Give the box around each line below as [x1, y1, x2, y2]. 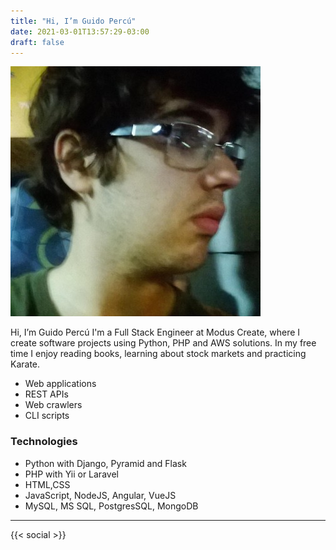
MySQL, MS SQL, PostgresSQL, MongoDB [24, 500, 199, 512]
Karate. [10, 358, 41, 370]
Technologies [10, 435, 78, 449]
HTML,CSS [24, 478, 71, 490]
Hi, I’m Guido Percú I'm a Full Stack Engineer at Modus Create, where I [10, 326, 301, 339]
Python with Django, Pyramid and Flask [24, 457, 187, 469]
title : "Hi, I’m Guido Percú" [10, 16, 137, 26]
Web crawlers [24, 399, 83, 411]
